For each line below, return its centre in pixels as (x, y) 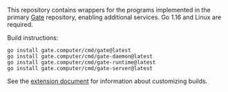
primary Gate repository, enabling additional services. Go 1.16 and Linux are (114, 17)
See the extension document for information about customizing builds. (107, 81)
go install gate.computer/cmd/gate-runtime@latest (82, 62)
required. (20, 24)
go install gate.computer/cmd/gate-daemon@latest (80, 56)
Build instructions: (33, 38)
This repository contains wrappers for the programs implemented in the (109, 10)
